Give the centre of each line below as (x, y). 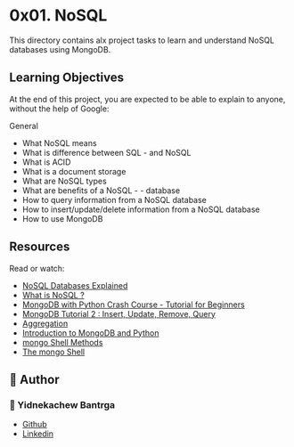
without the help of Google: (59, 109)
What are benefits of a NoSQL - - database (101, 190)
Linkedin (38, 434)
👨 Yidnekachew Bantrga (62, 404)
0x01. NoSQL (58, 16)
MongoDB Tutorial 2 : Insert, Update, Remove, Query (119, 313)
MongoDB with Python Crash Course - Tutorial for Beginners (133, 305)
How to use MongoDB (62, 218)
